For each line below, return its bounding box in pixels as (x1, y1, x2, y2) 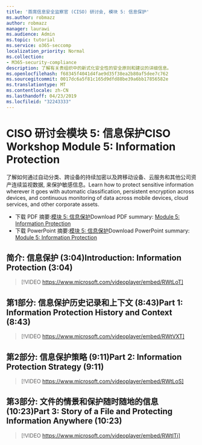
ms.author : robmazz (6, 14, 55, 21)
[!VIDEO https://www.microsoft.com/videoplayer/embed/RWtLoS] (21, 378, 184, 385)
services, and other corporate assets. (6, 200, 99, 208)
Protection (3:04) (6, 262, 73, 272)
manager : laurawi (6, 25, 50, 32)
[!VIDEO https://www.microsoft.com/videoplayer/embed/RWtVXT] (21, 333, 185, 340)
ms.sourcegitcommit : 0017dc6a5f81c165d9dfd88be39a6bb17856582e (6, 76, 169, 82)
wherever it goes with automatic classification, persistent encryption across (6, 188, 194, 195)
